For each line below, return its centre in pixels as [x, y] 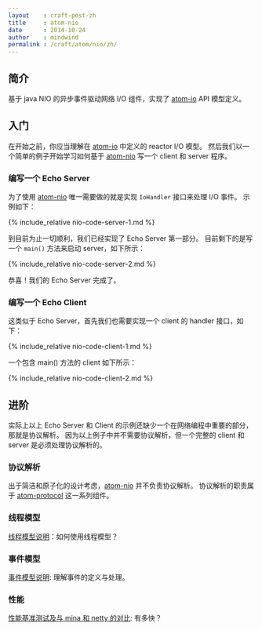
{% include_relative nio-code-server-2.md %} [82, 264]
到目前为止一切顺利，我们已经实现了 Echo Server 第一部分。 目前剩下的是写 [131, 239]
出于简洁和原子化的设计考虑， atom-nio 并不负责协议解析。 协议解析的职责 [128, 486]
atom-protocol [40, 496]
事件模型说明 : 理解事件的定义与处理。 [69, 577]
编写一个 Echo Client [47, 302]
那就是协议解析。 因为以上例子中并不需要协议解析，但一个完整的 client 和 [126, 435]
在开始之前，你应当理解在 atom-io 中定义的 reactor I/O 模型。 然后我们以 [126, 146]
